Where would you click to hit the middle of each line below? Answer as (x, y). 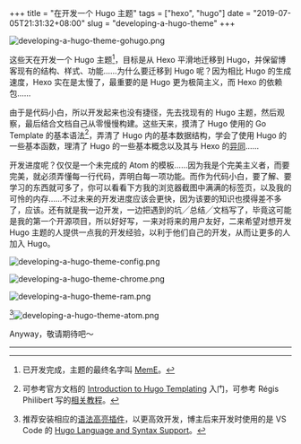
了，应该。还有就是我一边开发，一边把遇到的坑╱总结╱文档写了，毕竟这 (142, 210)
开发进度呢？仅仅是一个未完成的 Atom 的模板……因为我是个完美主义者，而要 (150, 165)
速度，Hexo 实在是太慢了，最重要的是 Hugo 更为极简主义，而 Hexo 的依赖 (146, 82)
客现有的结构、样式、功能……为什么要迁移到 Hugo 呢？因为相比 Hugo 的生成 (150, 71)
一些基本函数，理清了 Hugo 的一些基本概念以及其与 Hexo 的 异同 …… (134, 146)
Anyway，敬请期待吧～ (52, 334)
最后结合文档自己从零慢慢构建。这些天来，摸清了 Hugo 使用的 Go (146, 123)
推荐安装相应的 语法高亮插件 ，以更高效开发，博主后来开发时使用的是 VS (154, 419)
